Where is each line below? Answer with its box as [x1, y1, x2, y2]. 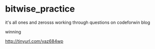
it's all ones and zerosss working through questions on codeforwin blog [5, 19, 151, 25]
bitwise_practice [5, 3, 75, 15]
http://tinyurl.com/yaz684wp [5, 38, 63, 44]
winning [5, 29, 21, 34]
